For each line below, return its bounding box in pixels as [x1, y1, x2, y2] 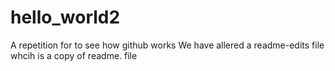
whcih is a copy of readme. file [10, 49, 138, 61]
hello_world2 [10, 6, 121, 29]
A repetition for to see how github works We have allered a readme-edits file [10, 39, 325, 51]
